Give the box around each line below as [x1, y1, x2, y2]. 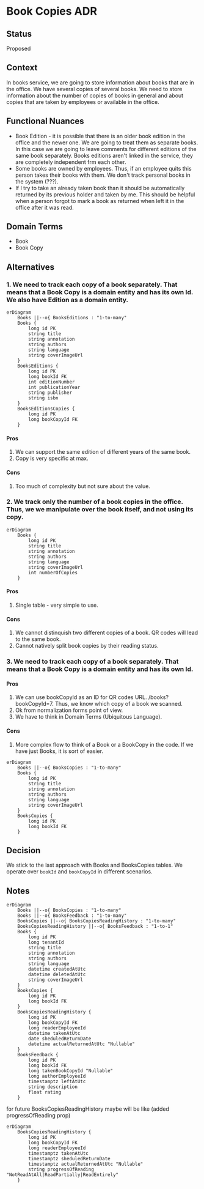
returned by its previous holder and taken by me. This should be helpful [15, 191, 195, 198]
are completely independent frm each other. [15, 158, 126, 166]
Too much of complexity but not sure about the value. [15, 482, 151, 490]
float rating [28, 1089, 62, 1095]
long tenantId [28, 939, 64, 946]
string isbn [28, 395, 59, 401]
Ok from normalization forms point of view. [15, 706, 123, 714]
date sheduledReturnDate [28, 1035, 92, 1042]
